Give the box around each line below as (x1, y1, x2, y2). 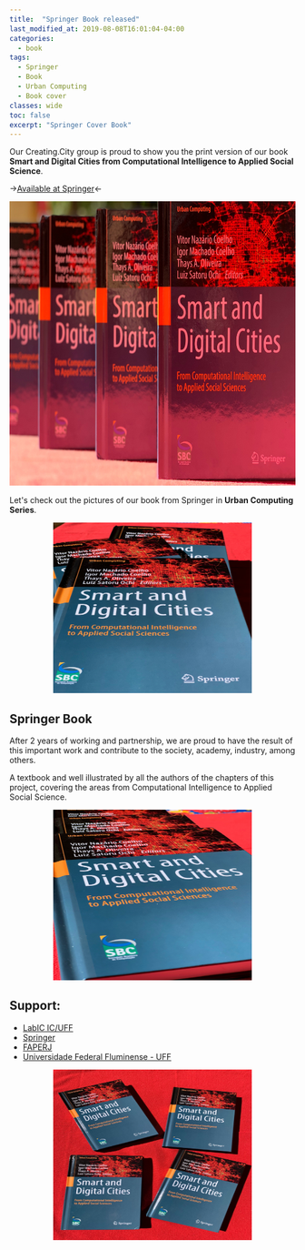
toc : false (9, 110, 51, 120)
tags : (9, 53, 30, 63)
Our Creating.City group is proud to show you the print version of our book (9, 146, 289, 157)
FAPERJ (22, 1042, 53, 1053)
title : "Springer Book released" (9, 15, 141, 24)
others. (9, 755, 36, 766)
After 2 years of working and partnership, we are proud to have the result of (9, 735, 293, 746)
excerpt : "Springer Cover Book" (9, 120, 132, 129)
